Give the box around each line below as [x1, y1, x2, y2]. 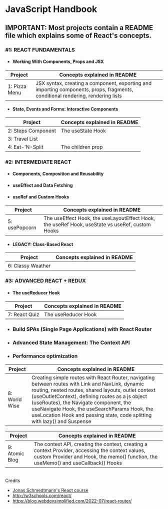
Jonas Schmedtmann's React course [12, 487, 88, 493]
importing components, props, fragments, [35, 86, 133, 93]
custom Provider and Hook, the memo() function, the [33, 453, 158, 460]
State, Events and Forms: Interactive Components [12, 106, 118, 112]
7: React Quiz [7, 311, 39, 318]
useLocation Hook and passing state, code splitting [31, 411, 152, 418]
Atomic [7, 450, 24, 457]
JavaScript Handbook [5, 3, 97, 15]
